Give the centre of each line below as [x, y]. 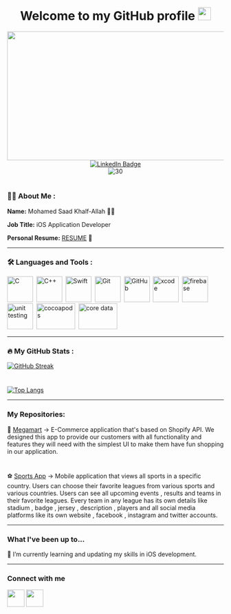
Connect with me [36, 578]
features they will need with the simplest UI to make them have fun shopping [115, 444]
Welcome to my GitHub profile [108, 16]
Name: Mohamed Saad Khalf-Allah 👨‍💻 [61, 211]
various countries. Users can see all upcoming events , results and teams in [114, 493]
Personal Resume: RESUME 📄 [50, 238]
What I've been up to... [46, 539]
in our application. [33, 451]
